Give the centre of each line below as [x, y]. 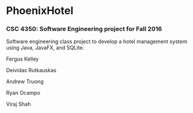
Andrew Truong [25, 82]
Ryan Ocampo [23, 93]
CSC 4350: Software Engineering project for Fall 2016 [84, 29]
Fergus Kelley [23, 59]
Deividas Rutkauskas [31, 70]
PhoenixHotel [40, 11]
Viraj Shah [18, 104]
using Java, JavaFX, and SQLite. [45, 48]
